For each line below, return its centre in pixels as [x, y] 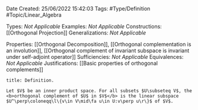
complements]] [25, 70]
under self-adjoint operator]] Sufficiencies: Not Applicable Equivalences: [95, 57]
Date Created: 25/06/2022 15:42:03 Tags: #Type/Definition [78, 9]
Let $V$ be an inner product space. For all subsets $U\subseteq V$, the [99, 91]
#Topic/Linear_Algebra [34, 15]
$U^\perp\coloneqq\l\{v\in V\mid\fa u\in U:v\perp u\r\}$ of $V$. [90, 101]
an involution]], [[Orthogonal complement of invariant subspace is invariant [98, 51]
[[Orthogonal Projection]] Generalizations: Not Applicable [76, 33]
